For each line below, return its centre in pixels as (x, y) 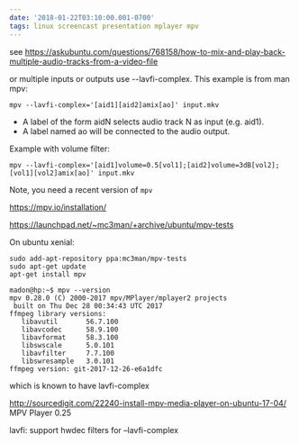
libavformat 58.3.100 (70, 337)
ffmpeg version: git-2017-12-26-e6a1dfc (86, 369)
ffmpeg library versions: (58, 313)
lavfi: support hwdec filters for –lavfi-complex (94, 430)
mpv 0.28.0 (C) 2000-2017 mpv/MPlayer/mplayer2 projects (118, 298)
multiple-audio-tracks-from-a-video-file (84, 61)
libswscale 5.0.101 (68, 345)
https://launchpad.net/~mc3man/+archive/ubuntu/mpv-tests (122, 224)
